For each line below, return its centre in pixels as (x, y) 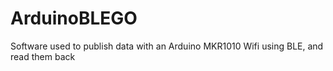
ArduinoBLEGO (74, 18)
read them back (43, 56)
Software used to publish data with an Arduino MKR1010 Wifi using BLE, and (167, 46)
